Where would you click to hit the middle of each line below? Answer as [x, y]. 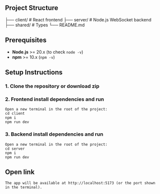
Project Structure [32, 8]
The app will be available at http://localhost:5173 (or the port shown [80, 183]
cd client [15, 114]
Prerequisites [26, 40]
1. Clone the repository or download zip [52, 86]
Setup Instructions [34, 72]
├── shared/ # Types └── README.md [45, 25]
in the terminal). [24, 187]
